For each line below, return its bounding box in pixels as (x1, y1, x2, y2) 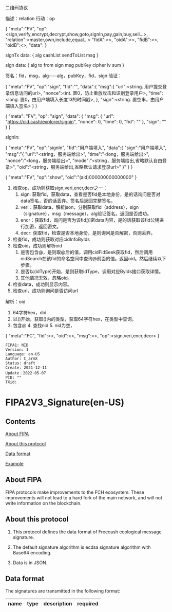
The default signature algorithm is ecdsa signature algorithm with (12, 544, 151, 550)
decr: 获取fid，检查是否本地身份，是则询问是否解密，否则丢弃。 (20, 230, 156, 236)
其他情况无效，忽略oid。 (20, 275, 72, 281)
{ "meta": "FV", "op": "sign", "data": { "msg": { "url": (5, 113, 114, 119)
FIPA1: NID (5, 343, 29, 348)
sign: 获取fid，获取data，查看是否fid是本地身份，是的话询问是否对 (20, 191, 161, 197)
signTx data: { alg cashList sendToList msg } (5, 52, 99, 58)
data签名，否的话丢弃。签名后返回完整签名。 (20, 197, 116, 204)
